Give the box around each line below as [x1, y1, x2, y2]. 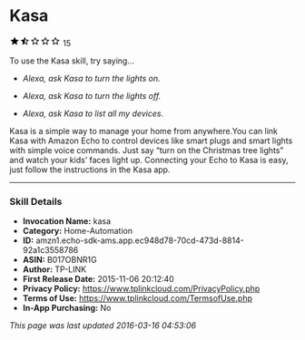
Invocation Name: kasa [22, 216, 112, 227]
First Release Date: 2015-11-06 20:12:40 [22, 274, 174, 285]
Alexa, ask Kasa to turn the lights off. [22, 90, 162, 101]
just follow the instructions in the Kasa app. [9, 164, 171, 175]
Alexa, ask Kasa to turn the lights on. [22, 73, 161, 83]
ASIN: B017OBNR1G [22, 255, 97, 266]
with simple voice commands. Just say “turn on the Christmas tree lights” [9, 144, 284, 155]
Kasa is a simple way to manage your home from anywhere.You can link [9, 125, 279, 136]
